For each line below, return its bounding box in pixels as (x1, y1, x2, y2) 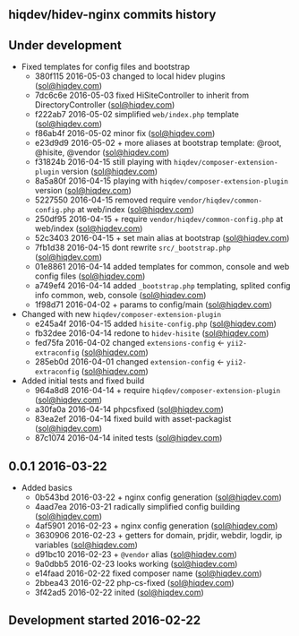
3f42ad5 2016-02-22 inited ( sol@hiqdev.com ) (34, 587, 205, 598)
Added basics (21, 483, 73, 494)
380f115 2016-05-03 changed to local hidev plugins (34, 71, 226, 82)
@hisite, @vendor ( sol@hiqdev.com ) (34, 147, 170, 158)
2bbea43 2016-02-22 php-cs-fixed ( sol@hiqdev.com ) (34, 578, 235, 589)
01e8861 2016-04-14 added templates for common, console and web (34, 262, 290, 272)
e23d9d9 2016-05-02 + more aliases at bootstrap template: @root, (34, 138, 282, 149)
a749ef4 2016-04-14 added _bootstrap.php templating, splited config (34, 280, 291, 291)
